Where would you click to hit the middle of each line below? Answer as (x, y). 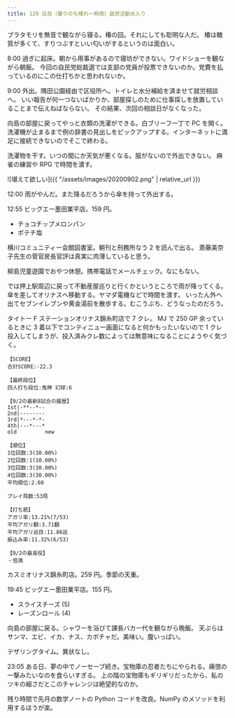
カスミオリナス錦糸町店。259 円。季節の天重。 (75, 574)
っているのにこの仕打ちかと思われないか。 (68, 76)
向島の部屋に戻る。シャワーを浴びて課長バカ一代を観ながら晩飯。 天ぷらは (115, 628)
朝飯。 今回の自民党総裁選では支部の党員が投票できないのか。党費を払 (121, 67)
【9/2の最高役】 (28, 553)
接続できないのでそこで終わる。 (65, 140)
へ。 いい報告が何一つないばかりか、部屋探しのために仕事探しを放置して (112, 99)
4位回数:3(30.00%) (33, 475)
